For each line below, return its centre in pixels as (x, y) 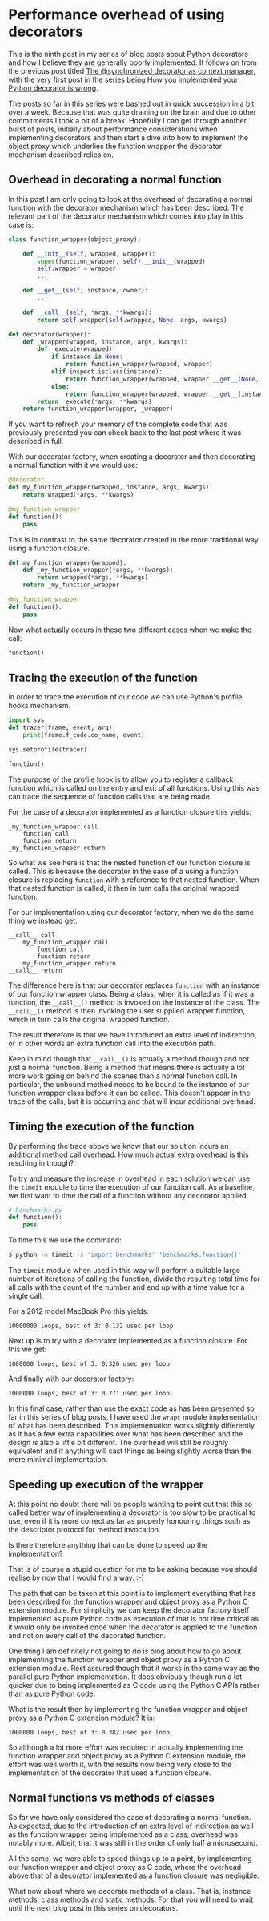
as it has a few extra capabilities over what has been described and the (126, 1434)
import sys (26, 720)
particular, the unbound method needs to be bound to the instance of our (129, 1084)
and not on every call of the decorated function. (87, 1635)
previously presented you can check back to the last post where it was (125, 433)
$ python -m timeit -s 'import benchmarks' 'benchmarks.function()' (125, 1255)
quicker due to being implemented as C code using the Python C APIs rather (134, 1685)
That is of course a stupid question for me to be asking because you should (133, 1569)
